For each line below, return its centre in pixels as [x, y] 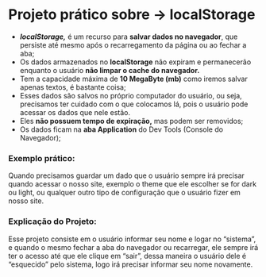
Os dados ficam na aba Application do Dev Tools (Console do [121, 129]
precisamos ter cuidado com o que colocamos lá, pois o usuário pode [134, 104]
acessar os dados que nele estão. [75, 112]
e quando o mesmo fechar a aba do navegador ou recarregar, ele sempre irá [133, 247]
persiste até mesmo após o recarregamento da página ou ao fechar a [133, 44]
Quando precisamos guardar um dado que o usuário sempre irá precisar [126, 175]
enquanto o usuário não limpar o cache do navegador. [110, 70]
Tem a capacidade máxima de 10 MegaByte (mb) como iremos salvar [133, 79]
